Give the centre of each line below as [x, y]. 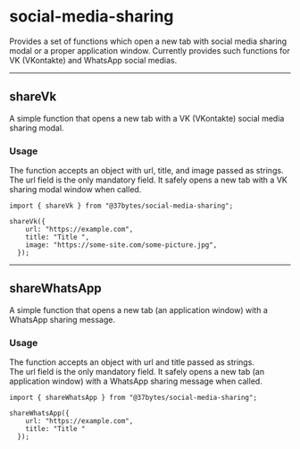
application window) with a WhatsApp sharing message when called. [136, 381]
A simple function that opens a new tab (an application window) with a [138, 309]
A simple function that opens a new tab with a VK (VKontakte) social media [147, 118]
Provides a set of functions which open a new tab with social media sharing [148, 41]
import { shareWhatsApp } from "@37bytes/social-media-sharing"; [133, 398]
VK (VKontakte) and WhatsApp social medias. [93, 60]
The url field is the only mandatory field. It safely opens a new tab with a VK [148, 180]
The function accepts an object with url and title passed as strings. [132, 362]
